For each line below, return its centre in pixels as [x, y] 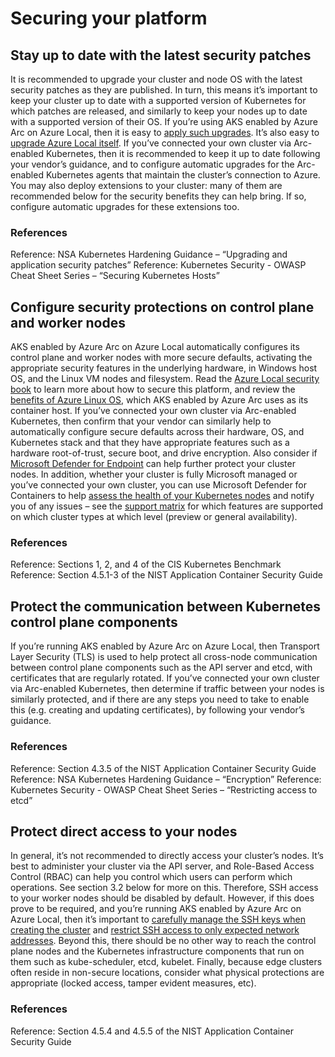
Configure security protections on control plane [162, 307]
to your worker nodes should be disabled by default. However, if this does [162, 898]
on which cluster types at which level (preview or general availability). [154, 517]
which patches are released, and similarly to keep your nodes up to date [159, 111]
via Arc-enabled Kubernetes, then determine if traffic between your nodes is [167, 689]
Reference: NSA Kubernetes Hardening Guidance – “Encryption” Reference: [166, 779]
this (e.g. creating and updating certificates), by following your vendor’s [157, 710]
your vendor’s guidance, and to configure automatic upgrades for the [152, 164]
